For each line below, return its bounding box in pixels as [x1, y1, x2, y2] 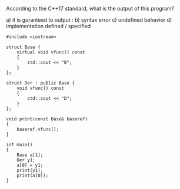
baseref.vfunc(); [16, 126, 59, 132]
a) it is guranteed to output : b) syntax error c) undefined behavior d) [6, 16, 172, 23]
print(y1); [16, 167, 44, 173]
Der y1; [16, 157, 35, 163]
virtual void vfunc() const [16, 49, 85, 55]
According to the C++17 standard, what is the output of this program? [6, 5, 175, 12]
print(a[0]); [16, 173, 49, 178]
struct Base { [6, 44, 41, 50]
